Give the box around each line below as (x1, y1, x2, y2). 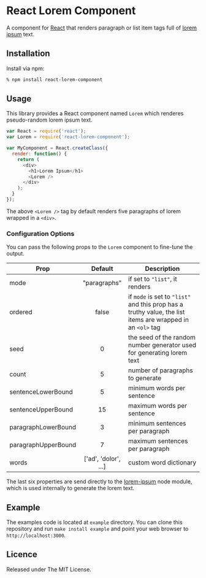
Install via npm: (6, 64, 45, 72)
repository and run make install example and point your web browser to (6, 525, 189, 533)
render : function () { (12, 151, 67, 157)
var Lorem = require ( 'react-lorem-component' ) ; (6, 134, 131, 140)
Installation (6, 49, 50, 59)
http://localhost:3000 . (6, 532, 66, 539)
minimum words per (128, 384, 186, 392)
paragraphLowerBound (9, 423, 77, 432)
